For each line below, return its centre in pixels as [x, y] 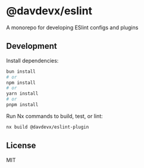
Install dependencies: [32, 60]
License [21, 146]
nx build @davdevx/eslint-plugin [48, 127]
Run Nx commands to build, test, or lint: [54, 116]
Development [32, 46]
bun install [21, 71]
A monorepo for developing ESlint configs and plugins [72, 27]
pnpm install [22, 105]
